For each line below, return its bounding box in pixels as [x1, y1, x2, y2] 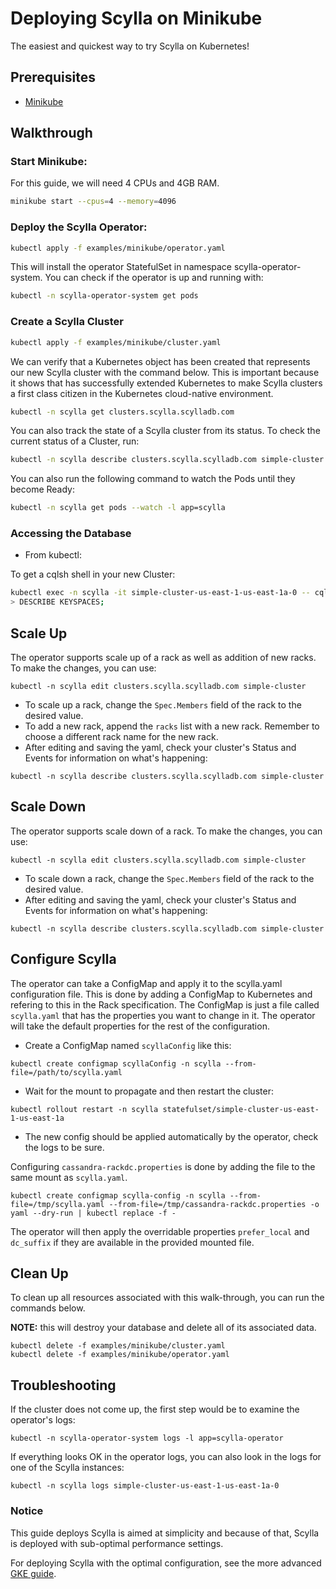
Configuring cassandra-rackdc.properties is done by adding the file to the [10, 1160, 316, 1172]
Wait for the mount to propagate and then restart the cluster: [24, 1085, 274, 1097]
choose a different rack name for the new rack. [24, 731, 219, 743]
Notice [10, 1504, 44, 1518]
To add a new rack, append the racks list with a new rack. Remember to [24, 720, 320, 732]
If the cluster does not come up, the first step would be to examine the [10, 1403, 300, 1416]
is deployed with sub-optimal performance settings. [10, 1537, 224, 1549]
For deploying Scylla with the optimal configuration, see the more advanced [10, 1557, 322, 1569]
